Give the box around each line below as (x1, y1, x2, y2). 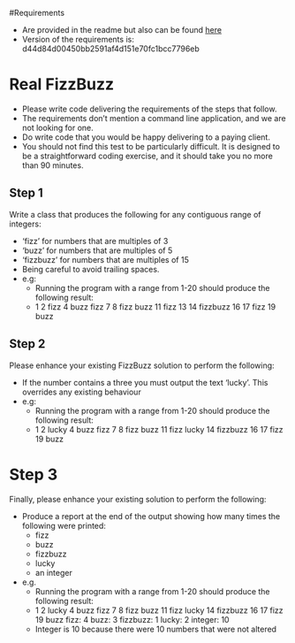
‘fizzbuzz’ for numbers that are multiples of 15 (21, 254, 190, 264)
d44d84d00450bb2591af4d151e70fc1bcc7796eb (21, 43, 200, 54)
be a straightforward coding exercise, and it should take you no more (21, 150, 274, 161)
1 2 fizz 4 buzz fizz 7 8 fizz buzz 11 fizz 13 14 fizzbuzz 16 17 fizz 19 (34, 301, 276, 312)
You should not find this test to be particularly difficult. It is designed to (21, 141, 281, 151)
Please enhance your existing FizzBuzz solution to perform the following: (9, 360, 276, 371)
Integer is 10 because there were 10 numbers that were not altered (34, 624, 276, 634)
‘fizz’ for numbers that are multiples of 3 (21, 235, 169, 246)
